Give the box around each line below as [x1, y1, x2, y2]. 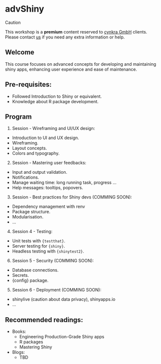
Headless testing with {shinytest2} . [12, 248, 84, 254]
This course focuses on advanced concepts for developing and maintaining [5, 61, 157, 67]
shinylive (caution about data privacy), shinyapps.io [12, 296, 116, 302]
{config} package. [12, 277, 49, 283]
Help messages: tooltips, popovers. [12, 185, 84, 191]
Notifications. [12, 174, 39, 181]
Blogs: [12, 349, 25, 355]
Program [5, 112, 32, 121]
